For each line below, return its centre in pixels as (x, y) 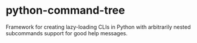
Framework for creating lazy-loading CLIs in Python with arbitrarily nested (98, 27)
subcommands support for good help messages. (67, 33)
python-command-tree (65, 10)
